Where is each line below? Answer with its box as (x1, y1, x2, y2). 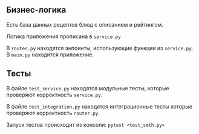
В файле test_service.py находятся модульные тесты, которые (6, 84, 169, 92)
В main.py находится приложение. (6, 51, 94, 58)
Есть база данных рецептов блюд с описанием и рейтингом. (6, 21, 163, 28)
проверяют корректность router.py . (6, 109, 100, 116)
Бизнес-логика (6, 5, 67, 15)
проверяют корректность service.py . (6, 91, 103, 98)
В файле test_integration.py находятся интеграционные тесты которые (6, 102, 192, 110)
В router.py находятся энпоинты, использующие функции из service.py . (6, 44, 194, 52)
